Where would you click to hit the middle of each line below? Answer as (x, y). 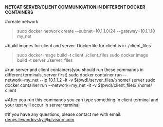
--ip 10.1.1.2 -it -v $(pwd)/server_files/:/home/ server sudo (98, 80)
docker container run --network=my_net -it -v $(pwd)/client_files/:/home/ (79, 85)
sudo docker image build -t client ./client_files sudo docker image (82, 55)
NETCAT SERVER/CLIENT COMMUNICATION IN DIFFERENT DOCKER (75, 7)
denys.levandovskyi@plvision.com (40, 119)
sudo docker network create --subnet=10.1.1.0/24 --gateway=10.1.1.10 (86, 31)
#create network (22, 22)
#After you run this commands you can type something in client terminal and (82, 100)
